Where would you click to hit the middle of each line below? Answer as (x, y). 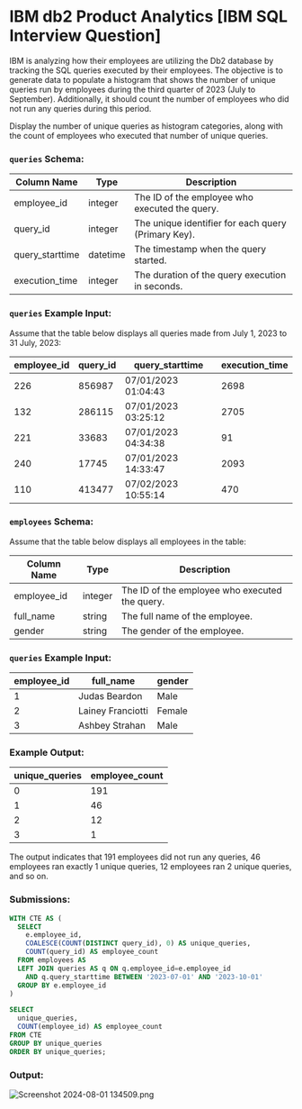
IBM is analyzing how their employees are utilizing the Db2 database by (142, 60)
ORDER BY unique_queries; (58, 1051)
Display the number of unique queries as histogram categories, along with (146, 126)
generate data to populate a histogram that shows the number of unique (142, 79)
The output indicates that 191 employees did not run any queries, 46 (135, 857)
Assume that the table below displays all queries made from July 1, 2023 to (148, 333)
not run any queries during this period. (80, 108)
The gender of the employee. (182, 631)
